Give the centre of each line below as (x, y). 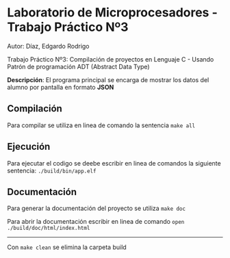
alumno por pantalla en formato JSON (61, 87)
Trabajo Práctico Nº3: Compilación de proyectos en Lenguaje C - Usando (111, 59)
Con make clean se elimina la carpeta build (67, 247)
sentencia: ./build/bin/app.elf (52, 170)
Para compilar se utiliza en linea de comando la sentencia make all (101, 125)
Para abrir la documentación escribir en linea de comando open (96, 222)
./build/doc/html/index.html (49, 228)
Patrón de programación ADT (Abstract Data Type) (78, 66)
